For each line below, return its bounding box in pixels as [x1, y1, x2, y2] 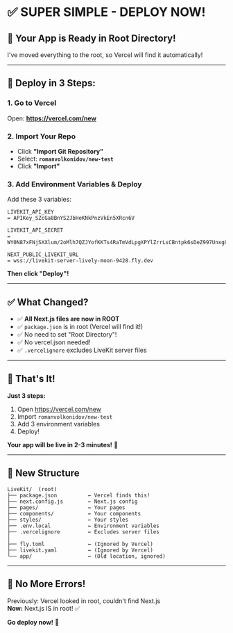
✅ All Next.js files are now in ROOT [17, 314, 120, 323]
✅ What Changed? [7, 296, 89, 308]
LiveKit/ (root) [7, 486, 58, 492]
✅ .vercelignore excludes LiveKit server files [17, 346, 147, 355]
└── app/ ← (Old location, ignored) [7, 552, 166, 560]
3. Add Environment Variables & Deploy [7, 179, 142, 189]
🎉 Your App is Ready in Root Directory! [7, 32, 176, 44]
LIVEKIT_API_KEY [7, 209, 54, 216]
